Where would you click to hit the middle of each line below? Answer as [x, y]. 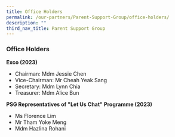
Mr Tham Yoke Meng [41, 122]
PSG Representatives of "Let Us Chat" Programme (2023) [79, 104]
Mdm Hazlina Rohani [40, 128]
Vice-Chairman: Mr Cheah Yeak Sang [61, 80]
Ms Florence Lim [35, 116]
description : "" [26, 23]
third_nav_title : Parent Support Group [56, 28]
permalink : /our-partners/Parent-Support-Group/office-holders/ [88, 17]
